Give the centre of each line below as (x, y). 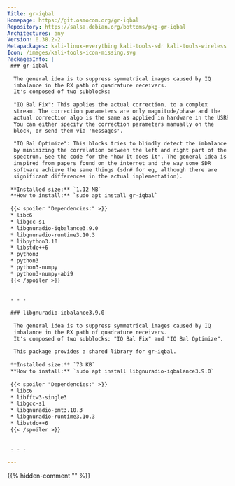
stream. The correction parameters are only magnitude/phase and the (117, 111)
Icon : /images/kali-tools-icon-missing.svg (72, 53)
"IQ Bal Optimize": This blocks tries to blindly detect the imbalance (120, 144)
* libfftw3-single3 (39, 397)
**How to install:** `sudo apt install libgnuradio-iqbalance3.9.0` (112, 371)
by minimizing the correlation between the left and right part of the (120, 150)
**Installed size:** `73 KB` (53, 365)
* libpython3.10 (34, 241)
